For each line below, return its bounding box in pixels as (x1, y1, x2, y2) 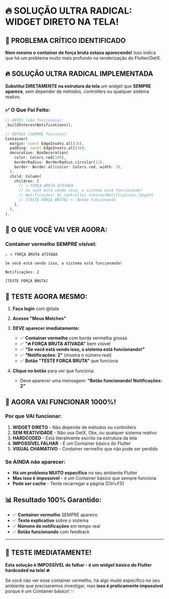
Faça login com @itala (12, 306, 59, 312)
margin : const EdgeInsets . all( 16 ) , (10, 141, 84, 146)
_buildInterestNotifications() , (5, 122, 73, 127)
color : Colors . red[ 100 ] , (14, 155, 66, 160)
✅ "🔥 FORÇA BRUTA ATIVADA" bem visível (20, 341, 111, 347)
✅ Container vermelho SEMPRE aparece (12, 512, 98, 518)
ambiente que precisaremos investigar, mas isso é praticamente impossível (5, 582, 163, 588)
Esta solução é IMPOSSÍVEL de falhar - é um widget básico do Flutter (5, 562, 152, 568)
